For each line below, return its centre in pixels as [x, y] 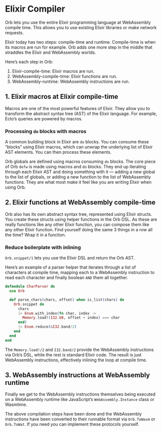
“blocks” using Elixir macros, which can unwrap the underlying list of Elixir [79, 147]
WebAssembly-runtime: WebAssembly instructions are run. [71, 81]
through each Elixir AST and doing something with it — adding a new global [80, 172]
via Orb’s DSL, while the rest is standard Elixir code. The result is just [73, 354]
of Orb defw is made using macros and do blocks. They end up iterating [76, 167]
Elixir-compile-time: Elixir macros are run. [53, 71]
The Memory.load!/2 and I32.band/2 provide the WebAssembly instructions [79, 350]
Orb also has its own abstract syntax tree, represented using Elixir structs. [79, 214]
